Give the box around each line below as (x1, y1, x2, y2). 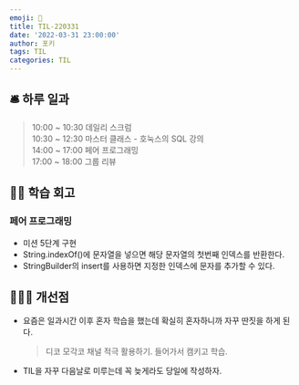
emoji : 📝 (9, 13, 43, 23)
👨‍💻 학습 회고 (9, 185, 76, 201)
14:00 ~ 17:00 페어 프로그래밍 (31, 144, 139, 155)
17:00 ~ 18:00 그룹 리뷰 (31, 156, 117, 167)
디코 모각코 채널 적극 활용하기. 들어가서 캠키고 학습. (45, 346, 228, 357)
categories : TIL (9, 56, 71, 65)
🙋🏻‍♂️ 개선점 (9, 289, 70, 305)
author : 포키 (9, 38, 56, 48)
